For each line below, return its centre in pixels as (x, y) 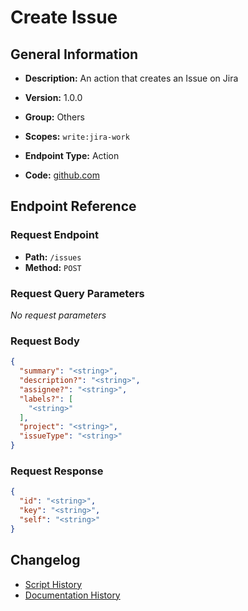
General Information (74, 54)
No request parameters (58, 315)
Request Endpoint (54, 235)
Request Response (57, 471)
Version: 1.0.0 (53, 97)
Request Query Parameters (77, 293)
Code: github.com (62, 175)
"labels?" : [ (46, 399)
